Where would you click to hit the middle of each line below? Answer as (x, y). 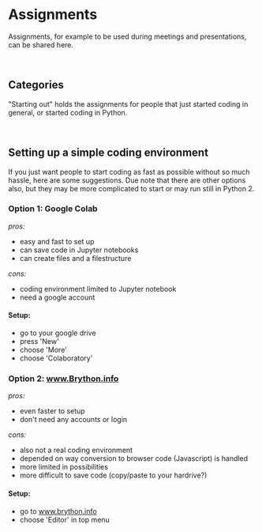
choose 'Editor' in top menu (65, 519)
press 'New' (39, 341)
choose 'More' (43, 350)
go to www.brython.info (58, 511)
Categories (36, 85)
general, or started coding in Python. (68, 112)
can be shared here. (41, 44)
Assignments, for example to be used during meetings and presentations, (127, 36)
